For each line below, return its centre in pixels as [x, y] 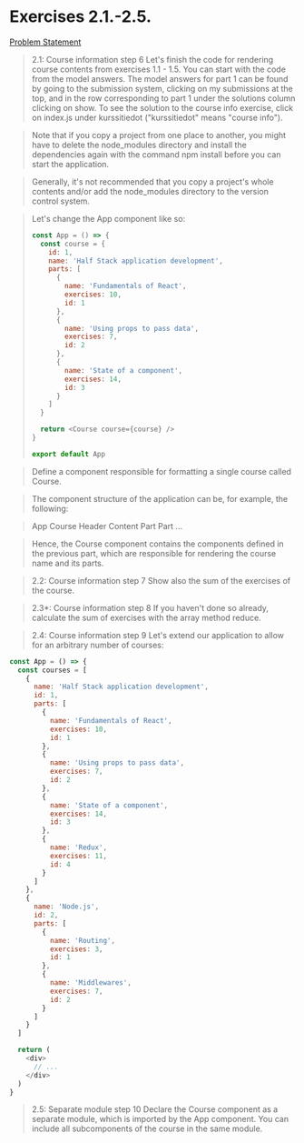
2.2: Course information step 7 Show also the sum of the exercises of [161, 580]
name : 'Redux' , [78, 847]
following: [50, 508]
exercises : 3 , [76, 949]
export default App [69, 454]
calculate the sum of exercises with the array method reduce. [146, 617]
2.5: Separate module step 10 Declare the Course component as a [155, 1109]
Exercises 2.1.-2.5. [81, 17]
